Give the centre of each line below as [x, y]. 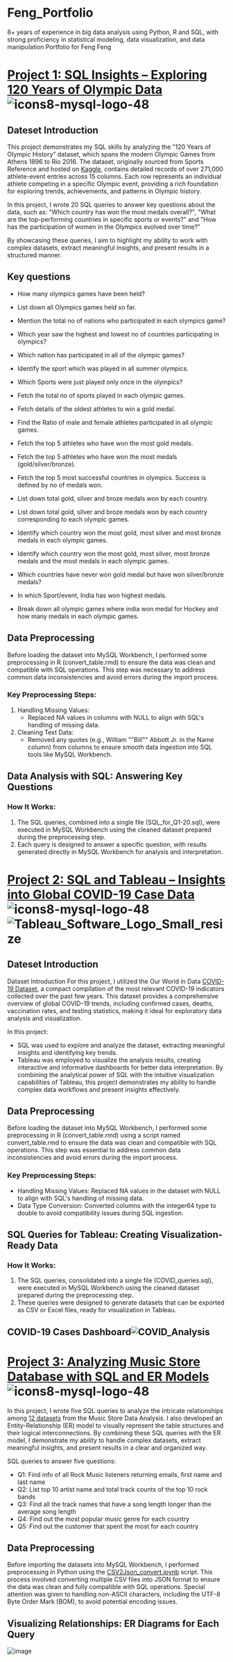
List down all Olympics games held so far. [77, 307]
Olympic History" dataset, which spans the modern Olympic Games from [111, 154]
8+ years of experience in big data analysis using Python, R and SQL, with [113, 32]
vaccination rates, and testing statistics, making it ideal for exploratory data [114, 1010]
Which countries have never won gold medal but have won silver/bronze [120, 574]
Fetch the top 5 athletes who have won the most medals [97, 456]
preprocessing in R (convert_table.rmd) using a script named [94, 1136]
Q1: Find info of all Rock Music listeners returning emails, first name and [120, 1474]
